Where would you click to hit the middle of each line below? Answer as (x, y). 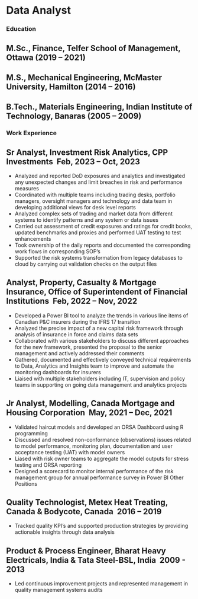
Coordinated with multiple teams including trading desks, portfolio (95, 195)
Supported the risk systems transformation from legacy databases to (99, 258)
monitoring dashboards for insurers (58, 372)
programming (31, 433)
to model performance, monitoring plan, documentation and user (94, 446)
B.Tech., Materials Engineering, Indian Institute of (99, 107)
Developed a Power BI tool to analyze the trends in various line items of (101, 316)
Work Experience (32, 133)
